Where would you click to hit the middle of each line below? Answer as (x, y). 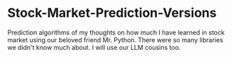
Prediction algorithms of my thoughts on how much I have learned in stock (116, 32)
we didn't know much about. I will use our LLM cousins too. (94, 47)
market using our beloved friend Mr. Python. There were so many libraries (115, 39)
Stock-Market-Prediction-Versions (112, 13)
